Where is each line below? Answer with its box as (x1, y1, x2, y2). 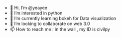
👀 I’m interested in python (9, 10, 63, 16)
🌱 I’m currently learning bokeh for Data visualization (9, 15, 117, 21)
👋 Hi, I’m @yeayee (9, 5, 47, 10)
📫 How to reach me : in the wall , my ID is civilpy (9, 26, 111, 32)
